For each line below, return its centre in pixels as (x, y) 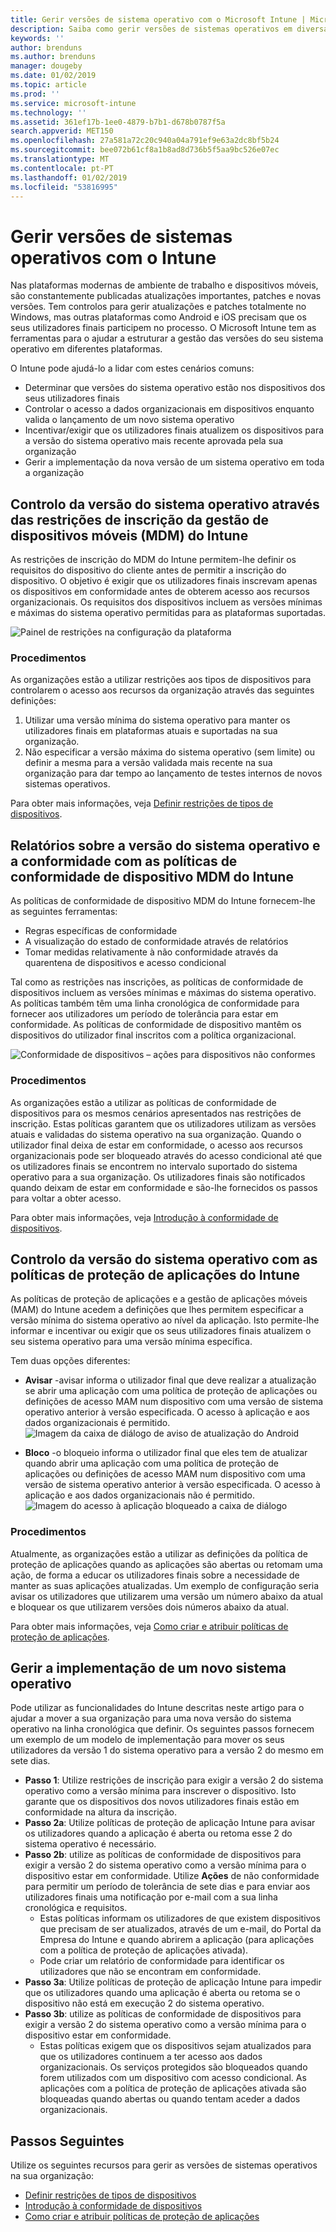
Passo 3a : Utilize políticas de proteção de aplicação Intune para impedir (173, 1982)
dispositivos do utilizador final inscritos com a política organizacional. (153, 1035)
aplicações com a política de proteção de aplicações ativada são (173, 2088)
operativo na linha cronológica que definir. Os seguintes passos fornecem (162, 1729)
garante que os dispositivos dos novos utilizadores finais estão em (162, 1802)
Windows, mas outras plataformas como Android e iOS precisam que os (158, 317)
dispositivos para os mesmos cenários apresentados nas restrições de (156, 1113)
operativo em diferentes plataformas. (86, 349)
